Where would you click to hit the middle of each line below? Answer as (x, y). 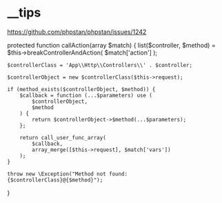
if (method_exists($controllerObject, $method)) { (81, 89)
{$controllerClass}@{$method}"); (55, 180)
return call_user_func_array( (63, 137)
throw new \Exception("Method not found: (68, 174)
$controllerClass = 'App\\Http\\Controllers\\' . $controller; (100, 65)
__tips (24, 13)
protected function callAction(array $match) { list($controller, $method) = (111, 45)
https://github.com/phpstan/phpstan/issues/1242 (77, 32)
